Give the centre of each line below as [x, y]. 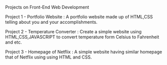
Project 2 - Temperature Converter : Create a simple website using [74, 32]
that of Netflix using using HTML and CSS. [49, 57]
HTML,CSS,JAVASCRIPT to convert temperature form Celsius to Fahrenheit [82, 37]
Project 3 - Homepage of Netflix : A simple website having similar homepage [84, 52]
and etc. [14, 42]
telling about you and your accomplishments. [51, 22]
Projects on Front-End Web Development [47, 7]
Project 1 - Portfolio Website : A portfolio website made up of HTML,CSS [79, 17]
